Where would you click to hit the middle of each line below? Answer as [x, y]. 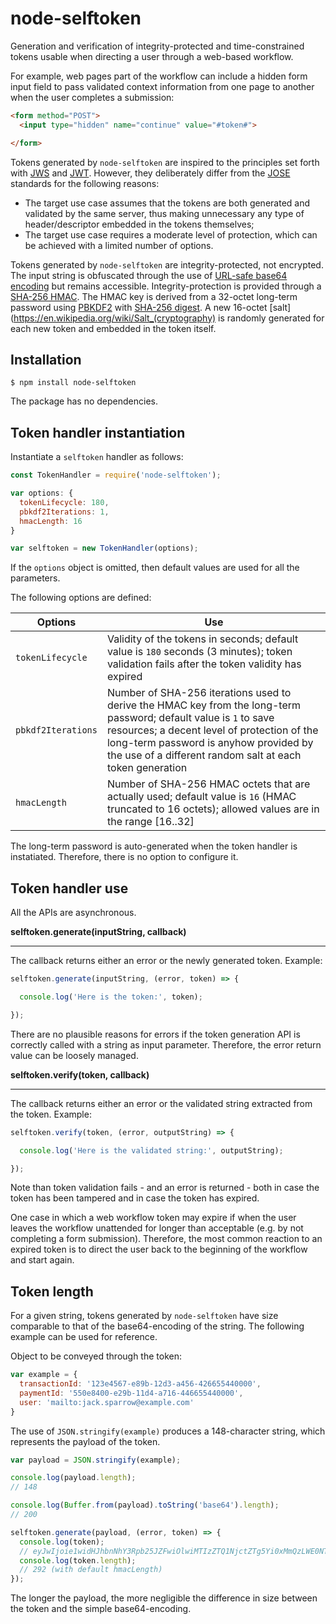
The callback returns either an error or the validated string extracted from [161, 1103]
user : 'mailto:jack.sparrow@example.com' [107, 1402]
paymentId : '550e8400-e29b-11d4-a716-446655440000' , [131, 1393]
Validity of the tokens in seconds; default [202, 639]
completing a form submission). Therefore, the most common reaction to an [166, 1239]
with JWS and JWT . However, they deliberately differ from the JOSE [150, 173]
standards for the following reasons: [85, 183]
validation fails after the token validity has [204, 664]
